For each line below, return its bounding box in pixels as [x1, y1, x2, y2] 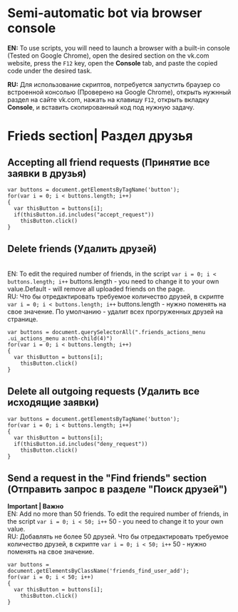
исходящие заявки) [7, 397, 100, 409]
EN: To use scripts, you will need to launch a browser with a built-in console [7, 43, 230, 52]
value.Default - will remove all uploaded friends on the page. [7, 284, 185, 293]
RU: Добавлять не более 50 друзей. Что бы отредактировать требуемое [7, 532, 229, 541]
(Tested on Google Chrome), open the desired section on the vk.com [7, 51, 209, 60]
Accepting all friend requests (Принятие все [7, 156, 210, 168]
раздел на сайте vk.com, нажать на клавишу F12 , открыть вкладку [7, 95, 209, 104]
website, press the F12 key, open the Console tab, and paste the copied [7, 58, 218, 67]
